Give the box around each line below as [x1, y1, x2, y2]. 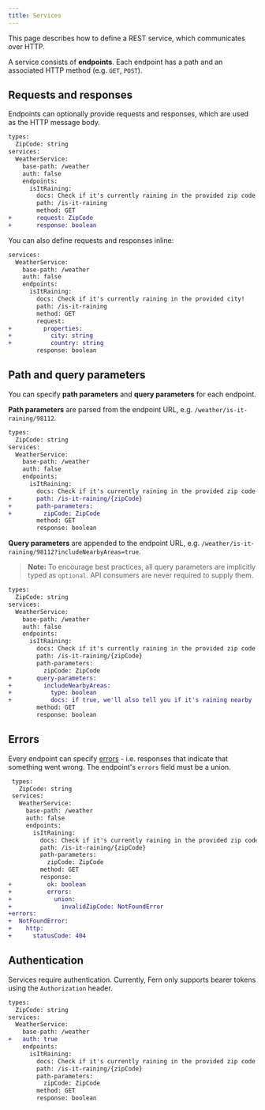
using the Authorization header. [8, 983, 113, 993]
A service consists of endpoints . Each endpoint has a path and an [8, 57, 223, 66]
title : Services [8, 11, 62, 20]
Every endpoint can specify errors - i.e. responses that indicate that [8, 753, 229, 763]
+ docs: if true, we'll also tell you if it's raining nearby [8, 696, 252, 704]
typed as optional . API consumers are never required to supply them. [27, 570, 254, 580]
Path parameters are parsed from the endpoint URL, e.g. [8, 404, 193, 414]
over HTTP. [8, 41, 46, 51]
